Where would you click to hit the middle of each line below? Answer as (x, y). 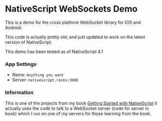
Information (19, 92)
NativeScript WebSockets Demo (71, 9)
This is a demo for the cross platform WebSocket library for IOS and (73, 22)
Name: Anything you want (38, 75)
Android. (14, 27)
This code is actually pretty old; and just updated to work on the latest (75, 37)
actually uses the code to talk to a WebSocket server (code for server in (77, 108)
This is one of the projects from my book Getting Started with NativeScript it (81, 103)
